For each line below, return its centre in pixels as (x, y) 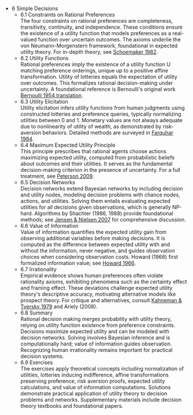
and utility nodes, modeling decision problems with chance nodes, (100, 195)
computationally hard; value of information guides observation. (96, 344)
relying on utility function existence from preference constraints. (98, 325)
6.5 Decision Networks (48, 182)
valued (28, 39)
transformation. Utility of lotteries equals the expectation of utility (99, 77)
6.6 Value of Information (49, 226)
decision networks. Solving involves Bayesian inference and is (95, 338)
